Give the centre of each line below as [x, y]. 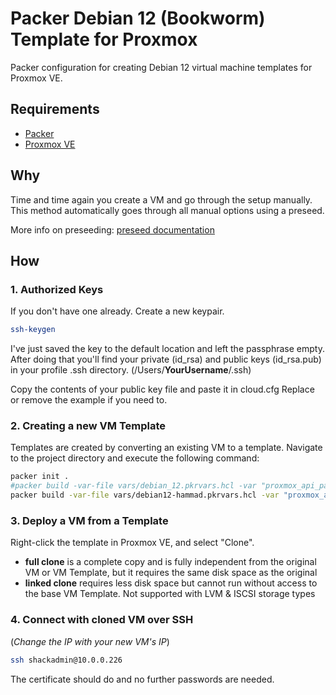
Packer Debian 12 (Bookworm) [138, 18]
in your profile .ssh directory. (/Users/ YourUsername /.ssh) [131, 370]
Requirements [55, 109]
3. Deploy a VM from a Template [89, 520]
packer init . [40, 477]
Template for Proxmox [104, 39]
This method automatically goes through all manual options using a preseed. [167, 210]
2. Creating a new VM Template [88, 426]
